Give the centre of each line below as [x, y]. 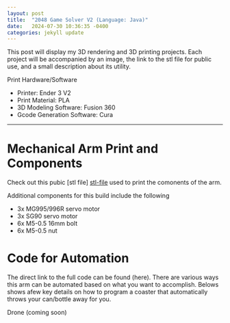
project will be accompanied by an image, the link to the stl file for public [110, 60]
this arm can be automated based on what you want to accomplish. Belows [113, 285]
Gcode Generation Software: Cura [65, 115]
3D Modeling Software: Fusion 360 [66, 107]
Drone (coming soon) [37, 313]
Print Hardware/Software [42, 80]
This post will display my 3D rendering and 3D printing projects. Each [105, 52]
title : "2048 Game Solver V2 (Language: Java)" [78, 20]
